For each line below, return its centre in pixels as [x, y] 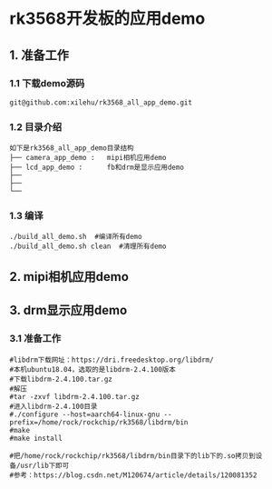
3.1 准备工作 [35, 339]
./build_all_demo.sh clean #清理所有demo [88, 246]
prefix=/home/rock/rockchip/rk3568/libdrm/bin [99, 422]
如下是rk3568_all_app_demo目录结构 [72, 148]
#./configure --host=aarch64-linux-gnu [85, 414]
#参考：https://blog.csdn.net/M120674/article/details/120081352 [133, 475]
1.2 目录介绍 [36, 126]
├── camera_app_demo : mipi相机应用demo [88, 158]
